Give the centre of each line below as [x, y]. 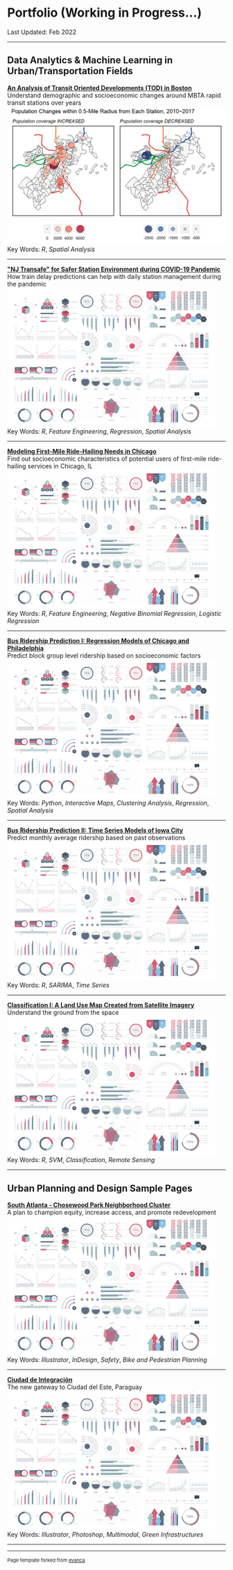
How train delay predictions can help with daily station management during [114, 277]
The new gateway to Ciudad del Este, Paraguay [75, 1387]
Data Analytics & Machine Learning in [90, 60]
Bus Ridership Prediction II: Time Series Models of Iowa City [95, 830]
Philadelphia [25, 648]
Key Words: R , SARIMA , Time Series [58, 985]
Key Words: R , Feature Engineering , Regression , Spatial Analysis [100, 432]
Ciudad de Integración [40, 1380]
